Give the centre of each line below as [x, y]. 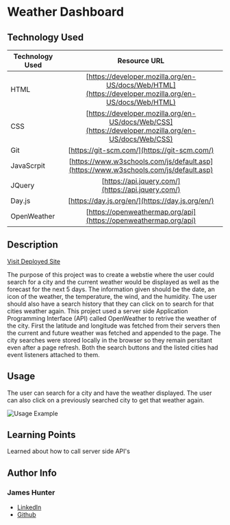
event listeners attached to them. [54, 354]
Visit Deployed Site [34, 261]
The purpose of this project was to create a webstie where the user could [111, 274]
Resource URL [141, 61]
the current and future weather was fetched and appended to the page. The [114, 332]
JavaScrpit [28, 166]
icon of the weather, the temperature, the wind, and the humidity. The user [112, 296]
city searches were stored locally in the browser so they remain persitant [110, 340]
